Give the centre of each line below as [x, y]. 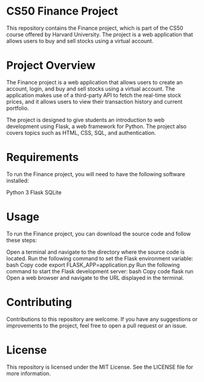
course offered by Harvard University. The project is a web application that [100, 34]
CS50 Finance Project [62, 11]
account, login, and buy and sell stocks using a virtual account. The [91, 89]
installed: [18, 180]
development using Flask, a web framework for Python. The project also [97, 126]
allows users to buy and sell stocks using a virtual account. [80, 41]
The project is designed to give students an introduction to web [86, 120]
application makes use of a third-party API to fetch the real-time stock [94, 95]
